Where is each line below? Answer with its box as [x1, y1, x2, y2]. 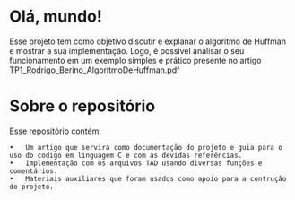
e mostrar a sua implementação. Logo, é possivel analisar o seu [9, 45, 245, 56]
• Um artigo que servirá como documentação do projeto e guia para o [9, 143, 282, 152]
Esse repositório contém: [9, 126, 101, 136]
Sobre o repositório [9, 96, 155, 117]
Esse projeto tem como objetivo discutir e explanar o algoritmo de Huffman [9, 36, 287, 47]
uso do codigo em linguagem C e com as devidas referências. [9, 151, 243, 160]
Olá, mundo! [9, 6, 103, 27]
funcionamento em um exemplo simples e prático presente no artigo [9, 55, 262, 65]
